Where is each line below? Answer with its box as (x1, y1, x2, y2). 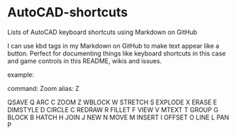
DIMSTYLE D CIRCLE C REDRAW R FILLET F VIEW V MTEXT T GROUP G (7, 105, 218, 114)
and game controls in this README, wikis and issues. (7, 56, 162, 65)
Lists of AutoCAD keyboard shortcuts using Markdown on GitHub (7, 28, 198, 36)
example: (7, 70, 34, 79)
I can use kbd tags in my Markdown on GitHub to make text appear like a (7, 41, 220, 50)
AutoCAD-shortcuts (7, 4, 128, 21)
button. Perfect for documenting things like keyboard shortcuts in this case (7, 49, 226, 58)
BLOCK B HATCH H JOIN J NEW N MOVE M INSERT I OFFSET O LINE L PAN (7, 113, 230, 121)
